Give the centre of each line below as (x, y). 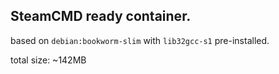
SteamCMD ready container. (101, 16)
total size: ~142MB (48, 60)
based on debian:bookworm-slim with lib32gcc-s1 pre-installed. (140, 40)
